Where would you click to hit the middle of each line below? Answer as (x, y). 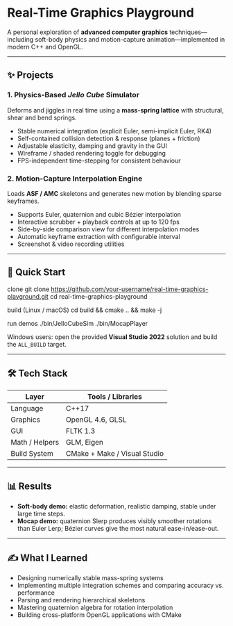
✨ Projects (31, 75)
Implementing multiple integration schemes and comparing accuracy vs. (120, 586)
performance (36, 593)
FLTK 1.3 (80, 431)
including (20, 39)
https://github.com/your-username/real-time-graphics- (130, 289)
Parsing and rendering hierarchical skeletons (81, 600)
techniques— (189, 32)
